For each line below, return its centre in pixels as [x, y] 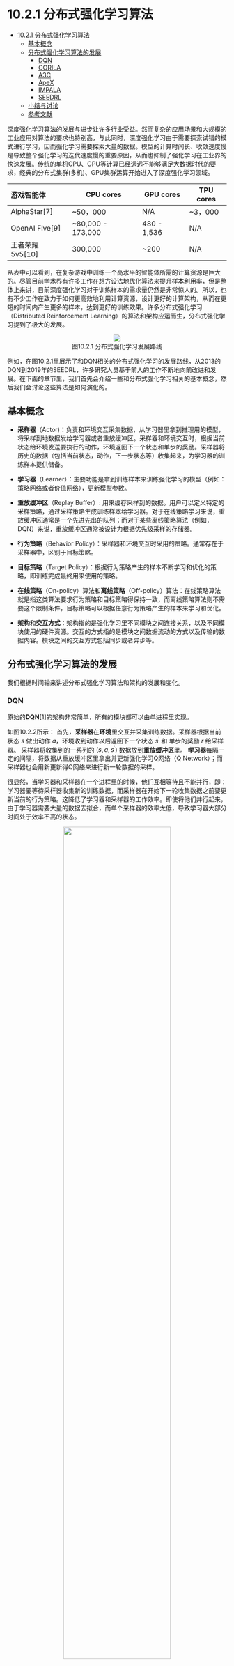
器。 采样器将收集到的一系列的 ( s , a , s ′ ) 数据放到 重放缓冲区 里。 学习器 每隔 [113, 749]
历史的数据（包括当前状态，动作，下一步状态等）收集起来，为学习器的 [118, 455]
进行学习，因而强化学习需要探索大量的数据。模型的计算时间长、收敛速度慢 [120, 146]
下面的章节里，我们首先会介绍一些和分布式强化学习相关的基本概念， [123, 378]
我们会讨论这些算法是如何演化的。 [62, 387]
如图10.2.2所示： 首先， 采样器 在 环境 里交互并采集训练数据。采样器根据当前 [114, 732]
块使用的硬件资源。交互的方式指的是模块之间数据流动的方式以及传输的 [118, 631]
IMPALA [49, 90]
